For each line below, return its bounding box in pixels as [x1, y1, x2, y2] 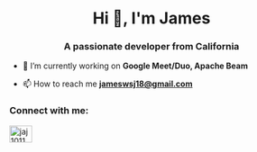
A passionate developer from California [63, 40, 240, 53]
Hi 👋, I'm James [92, 8, 211, 29]
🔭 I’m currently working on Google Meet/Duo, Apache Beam [22, 60, 248, 71]
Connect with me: [9, 104, 89, 117]
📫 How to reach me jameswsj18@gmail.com [22, 78, 193, 89]
